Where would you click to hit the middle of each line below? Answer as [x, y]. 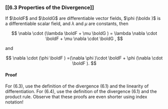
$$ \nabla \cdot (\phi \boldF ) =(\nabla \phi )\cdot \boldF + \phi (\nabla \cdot [84, 58]
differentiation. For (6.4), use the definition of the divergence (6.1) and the [81, 91]
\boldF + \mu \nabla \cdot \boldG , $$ [84, 38]
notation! [14, 102]
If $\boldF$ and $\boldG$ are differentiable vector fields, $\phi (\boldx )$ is [83, 18]
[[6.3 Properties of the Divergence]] [50, 7]
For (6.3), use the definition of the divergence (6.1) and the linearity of [77, 86]
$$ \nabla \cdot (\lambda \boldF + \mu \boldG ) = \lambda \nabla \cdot [84, 33]
